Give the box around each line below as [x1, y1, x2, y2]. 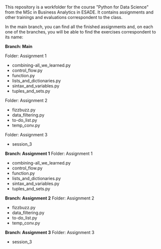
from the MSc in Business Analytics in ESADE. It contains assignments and [5, 9, 154, 15]
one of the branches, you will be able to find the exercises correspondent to [5, 29, 156, 34]
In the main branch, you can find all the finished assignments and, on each [5, 24, 153, 30]
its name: [5, 34, 23, 40]
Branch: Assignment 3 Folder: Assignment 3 [5, 230, 95, 235]
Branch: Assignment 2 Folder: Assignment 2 [5, 195, 94, 201]
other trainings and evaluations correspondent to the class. [5, 15, 123, 20]
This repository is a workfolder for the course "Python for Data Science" [5, 4, 149, 10]
